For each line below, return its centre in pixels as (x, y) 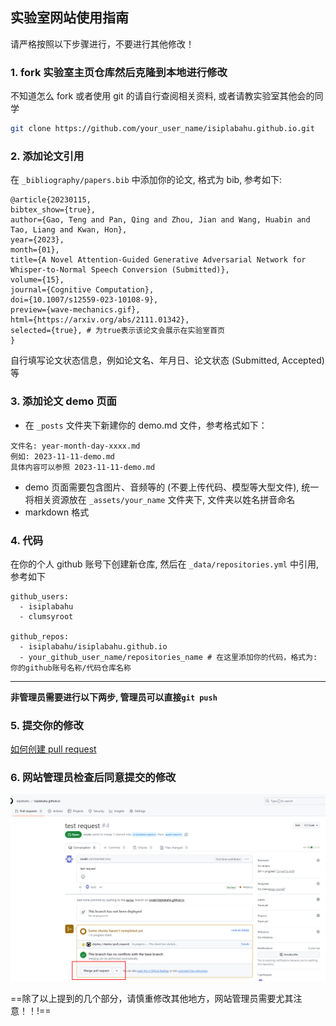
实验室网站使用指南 (69, 18)
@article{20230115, (51, 200)
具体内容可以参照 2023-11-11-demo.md (83, 467)
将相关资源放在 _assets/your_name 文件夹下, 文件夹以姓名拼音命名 (160, 499)
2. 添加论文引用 (47, 156)
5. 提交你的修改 (47, 725)
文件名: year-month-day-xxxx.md (75, 446)
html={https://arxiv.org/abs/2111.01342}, (100, 320)
